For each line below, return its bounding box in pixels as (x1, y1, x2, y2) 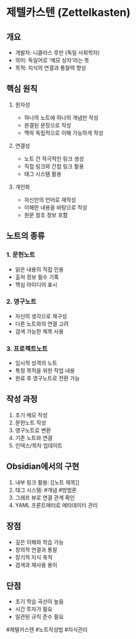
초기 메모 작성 (15, 411, 48, 419)
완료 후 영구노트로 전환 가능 (15, 375, 80, 382)
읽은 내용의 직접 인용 (15, 265, 64, 273)
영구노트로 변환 (15, 427, 51, 434)
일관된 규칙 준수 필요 (15, 613, 64, 621)
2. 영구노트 (6, 298, 37, 306)
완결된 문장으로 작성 (24, 121, 71, 128)
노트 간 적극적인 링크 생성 (24, 155, 85, 162)
